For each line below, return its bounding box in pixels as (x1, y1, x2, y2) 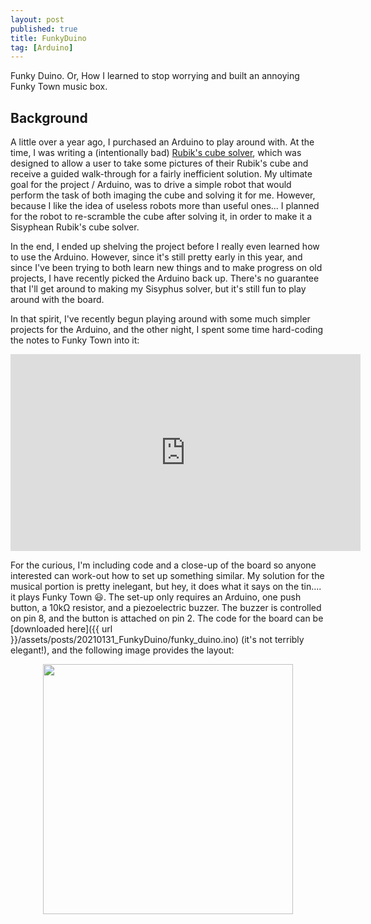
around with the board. (10, 294, 105, 306)
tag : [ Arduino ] (10, 42, 74, 53)
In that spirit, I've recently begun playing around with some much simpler (10, 313, 311, 325)
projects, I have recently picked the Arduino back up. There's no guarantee (10, 272, 320, 285)
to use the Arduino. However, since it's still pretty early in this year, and (10, 251, 303, 263)
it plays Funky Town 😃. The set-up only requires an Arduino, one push (10, 591, 302, 603)
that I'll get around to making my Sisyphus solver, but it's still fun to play (10, 283, 307, 295)
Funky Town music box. (10, 81, 108, 93)
